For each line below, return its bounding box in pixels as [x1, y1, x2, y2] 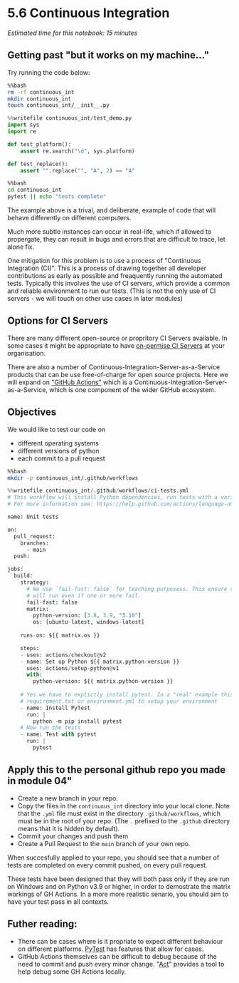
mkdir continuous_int [7, 95, 72, 103]
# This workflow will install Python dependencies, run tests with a [7, 494, 218, 501]
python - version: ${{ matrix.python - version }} [33, 678, 174, 685]
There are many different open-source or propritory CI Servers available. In [7, 334, 228, 342]
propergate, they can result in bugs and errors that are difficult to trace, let [7, 235, 225, 243]
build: [14, 572, 33, 580]
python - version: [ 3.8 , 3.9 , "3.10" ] [33, 612, 142, 619]
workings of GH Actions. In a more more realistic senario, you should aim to [7, 890, 229, 898]
